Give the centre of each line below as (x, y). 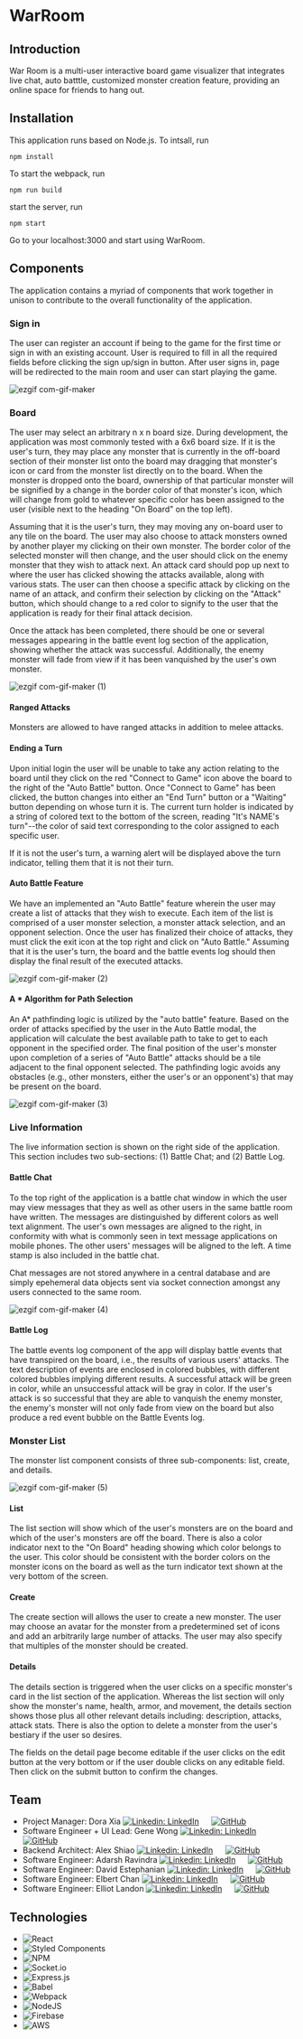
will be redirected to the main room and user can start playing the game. (143, 371)
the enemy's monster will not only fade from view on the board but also (142, 1407)
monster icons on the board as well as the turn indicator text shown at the (146, 1567)
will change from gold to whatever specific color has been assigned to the (147, 500)
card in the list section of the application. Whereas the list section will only (147, 1696)
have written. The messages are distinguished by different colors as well (144, 1217)
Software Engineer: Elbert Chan (81, 1879)
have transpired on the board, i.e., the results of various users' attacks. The (149, 1359)
